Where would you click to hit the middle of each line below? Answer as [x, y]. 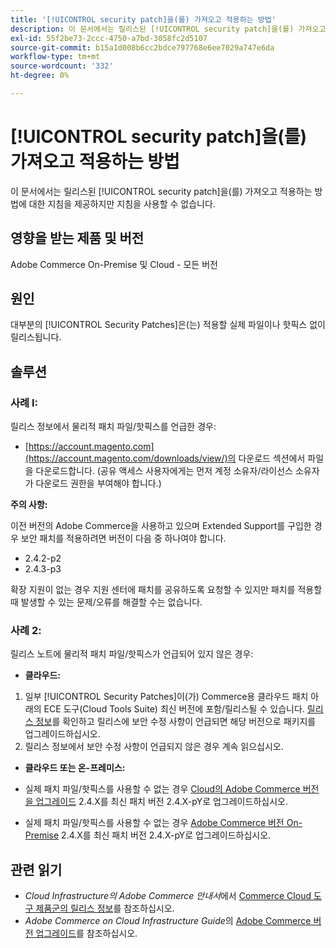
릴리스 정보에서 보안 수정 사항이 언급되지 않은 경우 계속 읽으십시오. [154, 747]
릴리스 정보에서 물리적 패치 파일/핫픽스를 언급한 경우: [113, 427]
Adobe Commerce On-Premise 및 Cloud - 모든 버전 [114, 264]
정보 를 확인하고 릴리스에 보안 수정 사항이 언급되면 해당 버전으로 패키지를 [176, 722]
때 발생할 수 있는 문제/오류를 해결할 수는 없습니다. [106, 602]
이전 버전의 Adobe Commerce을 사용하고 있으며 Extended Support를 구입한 [161, 526]
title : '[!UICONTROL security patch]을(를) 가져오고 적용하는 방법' [143, 19]
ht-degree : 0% [40, 76]
